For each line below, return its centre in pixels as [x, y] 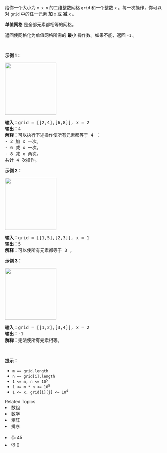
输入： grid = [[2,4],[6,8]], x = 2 [47, 122]
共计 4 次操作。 [22, 160]
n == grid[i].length [34, 376]
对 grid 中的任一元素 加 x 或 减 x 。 [41, 14]
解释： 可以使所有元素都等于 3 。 [40, 250]
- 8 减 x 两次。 [23, 154]
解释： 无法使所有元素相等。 [34, 340]
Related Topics [20, 402]
